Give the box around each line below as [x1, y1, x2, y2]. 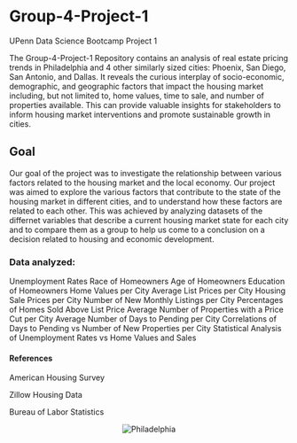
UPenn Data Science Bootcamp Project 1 [9, 35, 158, 46]
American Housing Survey [9, 372, 105, 383]
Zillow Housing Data [9, 390, 82, 400]
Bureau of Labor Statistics [9, 407, 105, 417]
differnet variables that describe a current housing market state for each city [9, 214, 289, 225]
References [9, 353, 53, 363]
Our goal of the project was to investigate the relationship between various [9, 167, 282, 178]
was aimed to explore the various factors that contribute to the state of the [9, 186, 281, 197]
